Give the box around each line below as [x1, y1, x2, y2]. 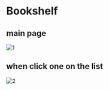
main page [6, 28, 47, 38]
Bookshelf [6, 4, 58, 18]
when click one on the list [6, 61, 104, 71]
